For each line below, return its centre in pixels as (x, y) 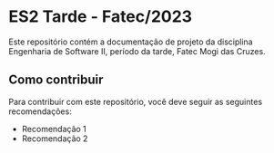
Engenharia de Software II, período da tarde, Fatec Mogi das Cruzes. (137, 51)
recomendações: (40, 111)
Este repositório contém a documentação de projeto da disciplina (131, 42)
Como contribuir (56, 80)
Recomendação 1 (54, 129)
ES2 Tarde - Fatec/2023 (101, 17)
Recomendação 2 (55, 139)
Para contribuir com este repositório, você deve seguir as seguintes (136, 101)
